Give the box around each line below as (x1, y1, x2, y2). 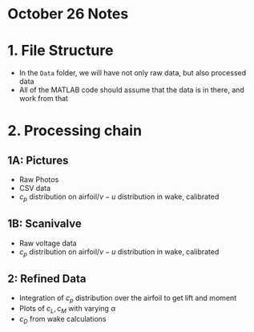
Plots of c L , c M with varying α (18, 304, 116, 315)
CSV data (18, 184, 51, 193)
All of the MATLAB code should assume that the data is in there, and (18, 85, 245, 95)
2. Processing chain (7, 122, 142, 140)
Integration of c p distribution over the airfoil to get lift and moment (18, 294, 237, 305)
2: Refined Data (7, 272, 87, 285)
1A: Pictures (7, 153, 69, 167)
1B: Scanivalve (7, 217, 82, 231)
